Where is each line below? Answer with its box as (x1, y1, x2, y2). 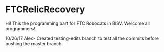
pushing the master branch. (5, 40, 63, 46)
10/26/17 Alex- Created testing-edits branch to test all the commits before (5, 35, 159, 41)
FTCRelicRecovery (5, 4, 85, 15)
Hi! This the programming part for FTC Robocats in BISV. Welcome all (5, 20, 150, 26)
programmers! (5, 25, 36, 31)
